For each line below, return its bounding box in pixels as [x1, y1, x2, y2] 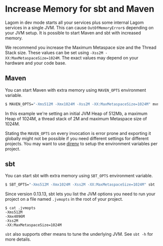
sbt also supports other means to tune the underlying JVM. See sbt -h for [5, 231, 153, 237]
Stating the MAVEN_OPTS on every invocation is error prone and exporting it [5, 130, 151, 136]
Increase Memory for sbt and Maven [5, 3, 154, 15]
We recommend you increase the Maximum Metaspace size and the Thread [5, 44, 157, 50]
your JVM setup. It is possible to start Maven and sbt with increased [5, 30, 141, 36]
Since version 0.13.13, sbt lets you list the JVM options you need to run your [5, 191, 156, 197]
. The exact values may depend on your [59, 55, 139, 60]
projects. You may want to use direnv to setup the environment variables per [5, 140, 158, 147]
